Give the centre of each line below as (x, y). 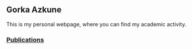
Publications (25, 39)
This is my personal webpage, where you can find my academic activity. (96, 24)
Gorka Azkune (34, 10)
